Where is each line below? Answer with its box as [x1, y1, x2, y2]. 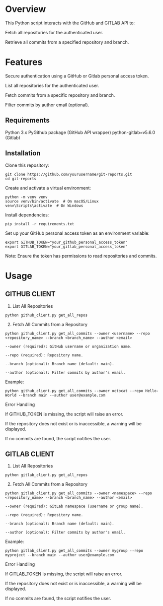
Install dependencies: [5, 212, 49, 218]
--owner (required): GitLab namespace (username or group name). [5, 504, 143, 509]
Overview [5, 3, 46, 15]
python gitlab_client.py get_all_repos [5, 472, 88, 477]
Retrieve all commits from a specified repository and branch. [5, 39, 129, 45]
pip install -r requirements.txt [5, 221, 75, 226]
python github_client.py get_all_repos [5, 313, 88, 318]
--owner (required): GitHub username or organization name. [5, 344, 133, 349]
